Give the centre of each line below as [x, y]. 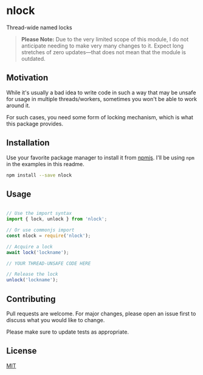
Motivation [27, 78]
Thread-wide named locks [39, 27]
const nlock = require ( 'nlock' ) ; [49, 236]
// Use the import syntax [39, 214]
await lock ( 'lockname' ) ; [38, 252]
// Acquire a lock [29, 247]
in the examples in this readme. [46, 164]
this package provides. [35, 124]
